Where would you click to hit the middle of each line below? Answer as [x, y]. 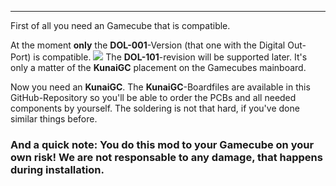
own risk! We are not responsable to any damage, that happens [166, 157]
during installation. [57, 169]
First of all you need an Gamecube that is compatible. [120, 25]
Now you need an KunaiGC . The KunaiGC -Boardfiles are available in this [160, 87]
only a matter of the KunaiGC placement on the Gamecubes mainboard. [158, 67]
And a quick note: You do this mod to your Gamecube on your [162, 144]
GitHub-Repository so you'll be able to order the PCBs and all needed [153, 97]
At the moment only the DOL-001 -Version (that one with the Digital [148, 45]
